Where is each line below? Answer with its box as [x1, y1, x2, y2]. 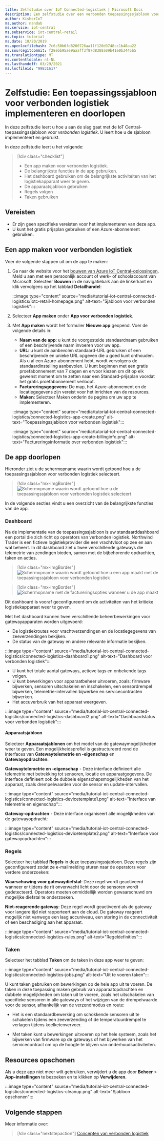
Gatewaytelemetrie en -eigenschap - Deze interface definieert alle [5, 766, 141, 771]
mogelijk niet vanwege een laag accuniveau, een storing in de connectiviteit [5, 914, 158, 920]
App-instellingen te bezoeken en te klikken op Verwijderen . [5, 1074, 127, 1080]
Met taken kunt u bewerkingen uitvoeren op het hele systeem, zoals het [12, 1031, 157, 1037]
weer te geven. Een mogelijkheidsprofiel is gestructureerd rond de [5, 746, 138, 752]
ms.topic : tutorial [5, 35, 45, 40]
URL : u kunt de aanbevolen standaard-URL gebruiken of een [19, 347, 141, 353]
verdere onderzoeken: [5, 870, 50, 875]
